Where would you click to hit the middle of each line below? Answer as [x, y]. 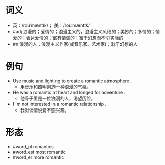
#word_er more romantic [38, 157]
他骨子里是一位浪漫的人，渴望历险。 [58, 98]
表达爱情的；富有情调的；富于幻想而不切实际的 [75, 38]
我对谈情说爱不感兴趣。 [44, 110]
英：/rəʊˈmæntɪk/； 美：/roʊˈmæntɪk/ [51, 25]
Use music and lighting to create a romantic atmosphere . [72, 81]
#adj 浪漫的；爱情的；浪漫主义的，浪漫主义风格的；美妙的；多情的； [84, 31]
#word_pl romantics [33, 146]
